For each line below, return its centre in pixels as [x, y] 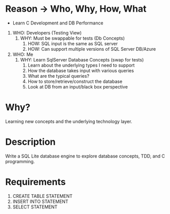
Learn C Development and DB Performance [58, 23]
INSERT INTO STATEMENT [40, 201]
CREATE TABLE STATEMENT [42, 196]
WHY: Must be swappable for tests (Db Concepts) [73, 38]
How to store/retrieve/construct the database [75, 81]
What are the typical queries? [59, 76]
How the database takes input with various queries [81, 70]
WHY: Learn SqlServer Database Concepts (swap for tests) [82, 59]
